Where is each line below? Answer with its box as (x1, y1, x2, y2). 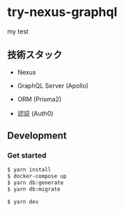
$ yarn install (7, 166, 52, 174)
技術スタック (7, 49, 63, 61)
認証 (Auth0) (17, 109, 54, 117)
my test (7, 27, 29, 35)
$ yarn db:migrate (7, 186, 61, 193)
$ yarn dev (7, 198, 39, 205)
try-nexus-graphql (7, 4, 118, 20)
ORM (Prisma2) (17, 95, 62, 103)
